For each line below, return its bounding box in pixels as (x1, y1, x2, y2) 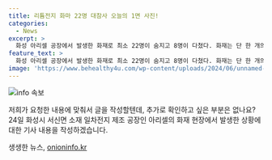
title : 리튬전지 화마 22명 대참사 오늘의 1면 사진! (8, 11, 159, 20)
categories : (8, 19, 49, 27)
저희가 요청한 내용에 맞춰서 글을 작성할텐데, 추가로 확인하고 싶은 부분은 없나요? (8, 104, 257, 114)
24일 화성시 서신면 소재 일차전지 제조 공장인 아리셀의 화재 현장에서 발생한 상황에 (8, 115, 261, 124)
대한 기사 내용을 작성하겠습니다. (8, 124, 108, 134)
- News (15, 27, 38, 35)
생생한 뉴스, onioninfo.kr (8, 142, 87, 152)
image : (8, 65, 31, 73)
